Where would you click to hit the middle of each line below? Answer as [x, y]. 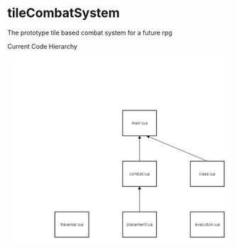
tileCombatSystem [64, 13]
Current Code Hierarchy [43, 46]
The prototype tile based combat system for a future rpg [90, 33]
